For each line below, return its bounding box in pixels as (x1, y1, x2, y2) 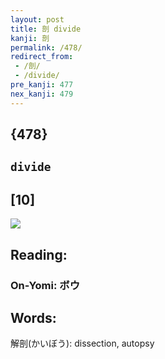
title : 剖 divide (10, 24, 82, 34)
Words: (10, 309, 57, 326)
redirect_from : (10, 52, 74, 62)
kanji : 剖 (10, 33, 50, 43)
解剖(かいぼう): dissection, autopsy (10, 337, 155, 350)
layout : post (10, 14, 65, 25)
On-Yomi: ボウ (10, 278, 81, 292)
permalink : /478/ (10, 42, 83, 53)
